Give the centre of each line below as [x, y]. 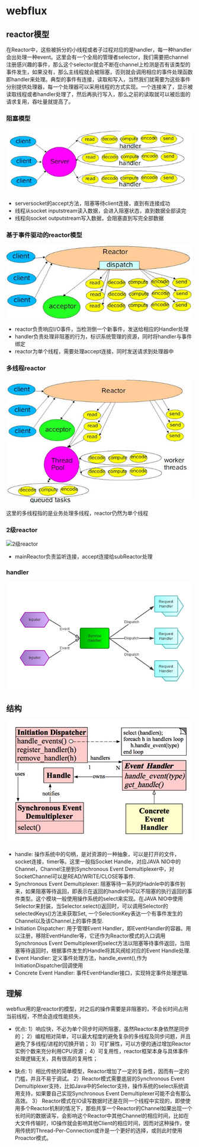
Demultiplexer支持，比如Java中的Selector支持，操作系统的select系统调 [102, 1086]
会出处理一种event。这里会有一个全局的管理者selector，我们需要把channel [97, 57]
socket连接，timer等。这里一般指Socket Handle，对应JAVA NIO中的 [98, 861]
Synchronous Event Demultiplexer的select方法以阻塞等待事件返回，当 [100, 943]
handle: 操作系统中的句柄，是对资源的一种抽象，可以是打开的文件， [97, 854]
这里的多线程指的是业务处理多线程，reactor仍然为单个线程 [77, 513]
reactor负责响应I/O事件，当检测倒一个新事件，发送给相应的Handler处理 [102, 329]
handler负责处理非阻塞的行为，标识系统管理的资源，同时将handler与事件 [103, 336]
